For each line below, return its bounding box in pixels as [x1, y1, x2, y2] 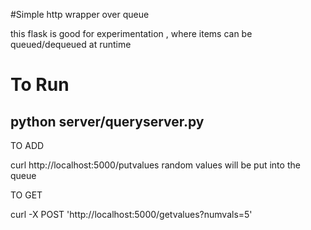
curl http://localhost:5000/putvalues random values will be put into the [10, 159, 301, 171]
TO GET [10, 189, 43, 201]
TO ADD [10, 140, 45, 151]
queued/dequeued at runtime [10, 39, 132, 50]
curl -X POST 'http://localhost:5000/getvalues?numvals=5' [10, 209, 253, 220]
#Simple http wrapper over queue [10, 9, 150, 20]
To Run [10, 74, 70, 96]
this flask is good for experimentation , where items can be [10, 28, 253, 39]
